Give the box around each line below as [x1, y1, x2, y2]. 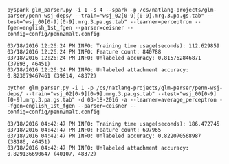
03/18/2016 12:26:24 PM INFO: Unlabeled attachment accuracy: [7, 67, 189, 73]
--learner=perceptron [130, 19, 193, 25]
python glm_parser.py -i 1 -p [7, 84, 94, 91]
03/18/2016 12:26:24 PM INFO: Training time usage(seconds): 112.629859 [7, 43, 220, 49]
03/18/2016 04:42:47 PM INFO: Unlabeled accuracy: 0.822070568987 [7, 132, 201, 139]
